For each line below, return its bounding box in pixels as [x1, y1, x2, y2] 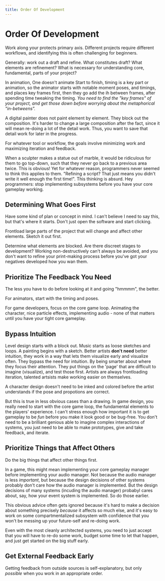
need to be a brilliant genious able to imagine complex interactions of [5, 419, 145, 425]
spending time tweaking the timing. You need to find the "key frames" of [5, 95, 152, 101]
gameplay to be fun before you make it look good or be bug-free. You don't [5, 414, 158, 420]
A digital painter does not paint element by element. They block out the [5, 115, 149, 121]
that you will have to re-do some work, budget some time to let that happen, [5, 532, 159, 538]
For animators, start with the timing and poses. [5, 295, 99, 301]
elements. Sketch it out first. [5, 233, 62, 239]
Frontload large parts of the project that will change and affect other [5, 228, 142, 234]
